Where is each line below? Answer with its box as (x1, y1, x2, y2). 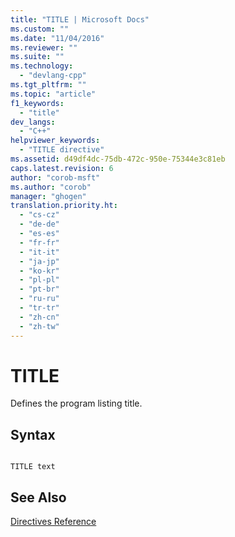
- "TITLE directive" (19, 145, 105, 155)
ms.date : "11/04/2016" (10, 33, 105, 43)
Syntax (10, 426, 56, 443)
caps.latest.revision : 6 (10, 163, 114, 173)
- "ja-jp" (19, 256, 60, 266)
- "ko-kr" (19, 266, 60, 276)
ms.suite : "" (10, 52, 65, 62)
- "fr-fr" (19, 237, 60, 248)
